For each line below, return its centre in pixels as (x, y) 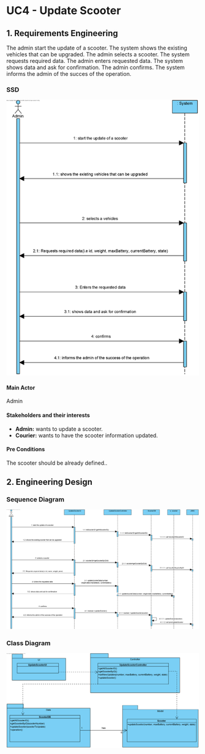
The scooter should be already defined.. (57, 463)
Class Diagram (28, 643)
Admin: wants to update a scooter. (59, 429)
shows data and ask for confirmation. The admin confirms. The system (95, 67)
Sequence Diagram (35, 500)
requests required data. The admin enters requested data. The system (95, 61)
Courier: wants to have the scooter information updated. (86, 435)
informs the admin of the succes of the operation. (69, 74)
